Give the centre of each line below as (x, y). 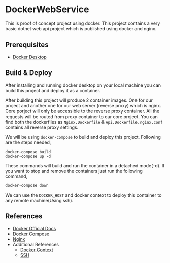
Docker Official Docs (34, 229)
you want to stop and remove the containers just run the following (74, 171)
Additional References (36, 245)
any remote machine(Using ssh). (39, 200)
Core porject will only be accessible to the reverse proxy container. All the (82, 111)
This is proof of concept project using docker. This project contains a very (83, 23)
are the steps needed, (28, 142)
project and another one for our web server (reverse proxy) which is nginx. (83, 105)
